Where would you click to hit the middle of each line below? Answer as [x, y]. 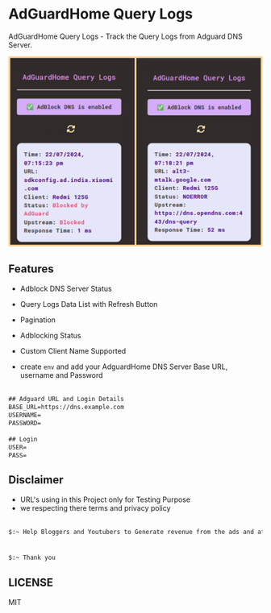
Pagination [38, 320]
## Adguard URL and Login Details [67, 399]
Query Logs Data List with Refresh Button [89, 304]
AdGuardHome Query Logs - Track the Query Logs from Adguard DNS [126, 36]
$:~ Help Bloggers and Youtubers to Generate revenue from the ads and [131, 532]
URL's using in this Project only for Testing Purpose [105, 499]
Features [31, 269]
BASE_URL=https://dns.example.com [67, 407]
